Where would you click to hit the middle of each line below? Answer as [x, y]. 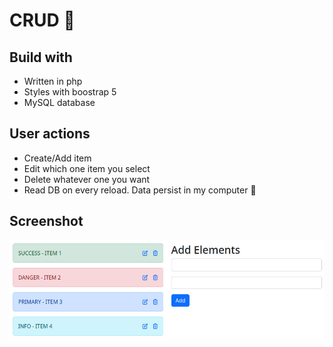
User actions [50, 134]
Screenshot [46, 221]
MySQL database [59, 102]
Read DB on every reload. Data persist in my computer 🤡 [140, 190]
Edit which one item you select [87, 168]
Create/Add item [57, 158]
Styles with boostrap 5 [70, 92]
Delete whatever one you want [87, 179]
